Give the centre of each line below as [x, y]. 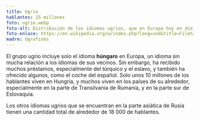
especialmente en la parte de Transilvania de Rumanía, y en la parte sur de [98, 88]
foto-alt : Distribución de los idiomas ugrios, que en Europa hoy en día [100, 28]
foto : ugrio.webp [28, 23]
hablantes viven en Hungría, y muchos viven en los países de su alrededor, [98, 81]
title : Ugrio [22, 12]
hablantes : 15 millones [36, 17]
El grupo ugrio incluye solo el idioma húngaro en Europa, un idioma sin [93, 56]
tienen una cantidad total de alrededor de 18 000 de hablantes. [83, 112]
